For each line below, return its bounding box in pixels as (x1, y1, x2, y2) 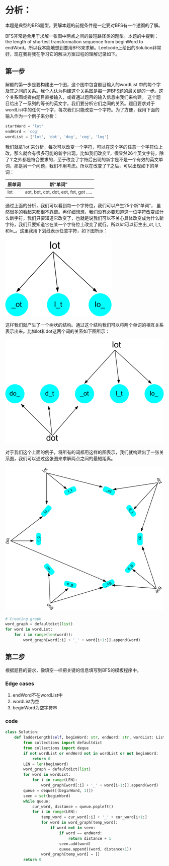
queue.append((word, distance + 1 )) (59, 846, 132, 852)
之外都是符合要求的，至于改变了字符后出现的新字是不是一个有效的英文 (13, 157, 159, 163)
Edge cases (5, 680, 34, 687)
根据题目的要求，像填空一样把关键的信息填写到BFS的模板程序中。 (5, 667, 142, 673)
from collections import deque (23, 746, 89, 751)
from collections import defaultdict (23, 740, 102, 746)
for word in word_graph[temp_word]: (41, 820, 118, 825)
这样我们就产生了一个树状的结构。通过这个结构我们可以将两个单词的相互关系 (5, 322, 164, 328)
